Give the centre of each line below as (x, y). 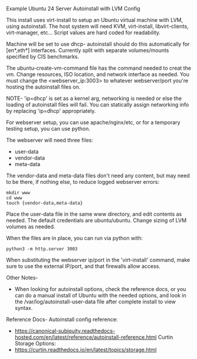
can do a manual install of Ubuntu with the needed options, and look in (101, 295)
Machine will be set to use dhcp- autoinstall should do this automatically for (98, 44)
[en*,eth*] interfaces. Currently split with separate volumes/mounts (88, 50)
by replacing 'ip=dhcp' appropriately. (51, 111)
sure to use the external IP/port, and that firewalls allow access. (83, 266)
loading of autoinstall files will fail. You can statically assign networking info (98, 105)
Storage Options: (35, 343)
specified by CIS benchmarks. (43, 56)
